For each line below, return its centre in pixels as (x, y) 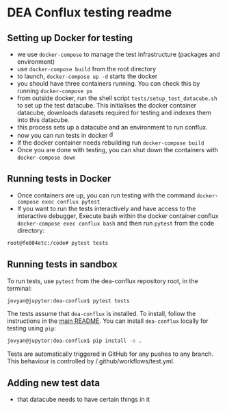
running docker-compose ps (55, 91)
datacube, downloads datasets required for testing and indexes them (114, 112)
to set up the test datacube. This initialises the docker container (107, 105)
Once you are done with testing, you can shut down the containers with (118, 150)
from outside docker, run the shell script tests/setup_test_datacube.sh (117, 98)
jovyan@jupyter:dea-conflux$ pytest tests (68, 301)
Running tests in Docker (59, 179)
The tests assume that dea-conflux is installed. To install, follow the (102, 314)
